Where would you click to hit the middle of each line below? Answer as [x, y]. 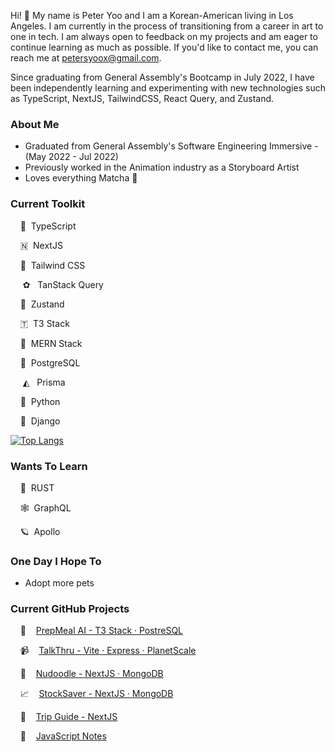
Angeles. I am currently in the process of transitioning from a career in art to [167, 26]
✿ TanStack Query [63, 284]
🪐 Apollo [40, 531]
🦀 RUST [37, 487]
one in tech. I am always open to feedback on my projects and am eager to [164, 36]
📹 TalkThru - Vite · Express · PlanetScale [108, 651]
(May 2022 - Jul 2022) [71, 157]
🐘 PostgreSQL [50, 362]
